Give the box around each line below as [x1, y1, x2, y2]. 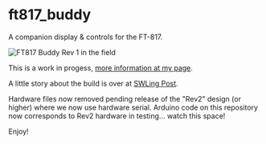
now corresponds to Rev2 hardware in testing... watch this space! [8, 110, 226, 121]
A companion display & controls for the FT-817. [8, 32, 163, 42]
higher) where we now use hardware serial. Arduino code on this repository [8, 102, 259, 112]
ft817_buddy [8, 6, 92, 24]
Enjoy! [8, 126, 30, 136]
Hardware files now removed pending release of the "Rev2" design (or [8, 94, 241, 103]
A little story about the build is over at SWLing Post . [8, 78, 178, 88]
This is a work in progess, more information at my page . [8, 62, 193, 73]
